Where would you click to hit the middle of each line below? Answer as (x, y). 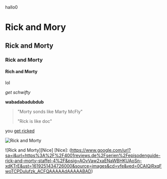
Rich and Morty (21, 72)
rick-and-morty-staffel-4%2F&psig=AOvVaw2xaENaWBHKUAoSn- (74, 161)
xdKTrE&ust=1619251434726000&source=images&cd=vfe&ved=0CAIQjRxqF (83, 166)
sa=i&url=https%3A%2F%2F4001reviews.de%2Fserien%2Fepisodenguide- (83, 155)
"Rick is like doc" (35, 121)
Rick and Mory (36, 27)
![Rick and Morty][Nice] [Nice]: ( (38, 150)
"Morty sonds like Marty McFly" (50, 111)
